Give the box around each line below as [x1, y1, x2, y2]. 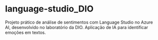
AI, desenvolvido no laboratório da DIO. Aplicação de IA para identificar [5, 24, 148, 30]
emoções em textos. [5, 29, 46, 35]
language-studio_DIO [5, 3, 94, 14]
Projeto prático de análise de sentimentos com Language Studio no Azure [5, 19, 153, 25]
